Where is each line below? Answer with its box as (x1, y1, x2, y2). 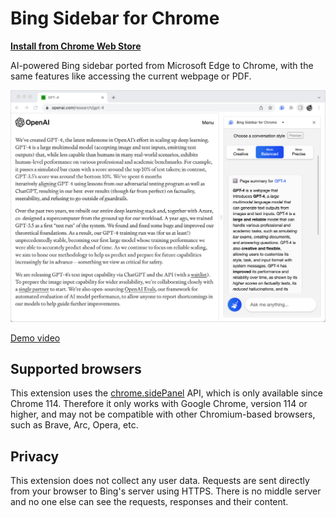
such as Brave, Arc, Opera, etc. (10, 419, 139, 431)
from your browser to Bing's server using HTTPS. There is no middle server (10, 485, 322, 497)
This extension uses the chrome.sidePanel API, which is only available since (10, 387, 323, 399)
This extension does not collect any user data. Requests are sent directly (10, 475, 310, 487)
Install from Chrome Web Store (10, 40, 142, 52)
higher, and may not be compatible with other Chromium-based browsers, (10, 408, 316, 421)
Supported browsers (10, 360, 142, 377)
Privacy (10, 448, 60, 465)
